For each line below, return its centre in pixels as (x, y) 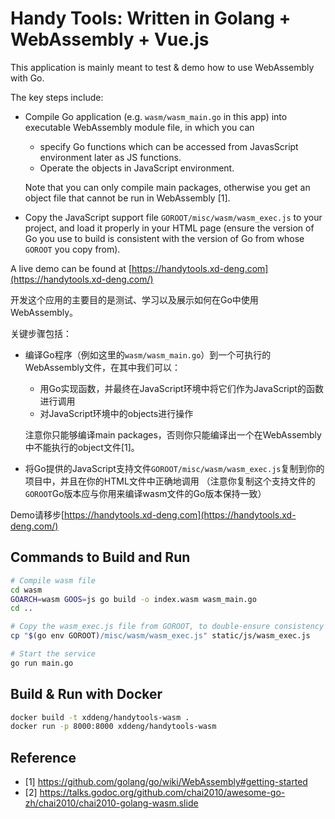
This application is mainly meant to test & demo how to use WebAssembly (162, 67)
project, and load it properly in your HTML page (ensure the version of (169, 228)
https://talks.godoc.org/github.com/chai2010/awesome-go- (162, 793)
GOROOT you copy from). (72, 249)
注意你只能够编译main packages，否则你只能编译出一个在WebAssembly (173, 434)
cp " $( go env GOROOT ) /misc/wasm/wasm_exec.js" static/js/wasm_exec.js (160, 636)
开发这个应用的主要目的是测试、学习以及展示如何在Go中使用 (134, 299)
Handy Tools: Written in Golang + (151, 18)
